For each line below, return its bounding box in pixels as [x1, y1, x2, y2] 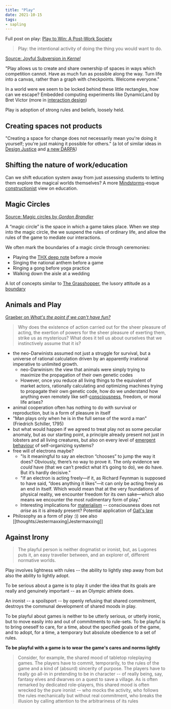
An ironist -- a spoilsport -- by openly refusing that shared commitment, [5, 598, 157, 604]
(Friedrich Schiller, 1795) [12, 421, 64, 427]
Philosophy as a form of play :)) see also [12, 512, 98, 519]
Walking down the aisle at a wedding [12, 270, 90, 276]
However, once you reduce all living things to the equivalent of [20, 377, 152, 383]
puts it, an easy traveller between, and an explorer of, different [17, 552, 149, 558]
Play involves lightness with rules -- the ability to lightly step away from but [5, 567, 163, 573]
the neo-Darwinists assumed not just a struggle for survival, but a [12, 350, 151, 356]
